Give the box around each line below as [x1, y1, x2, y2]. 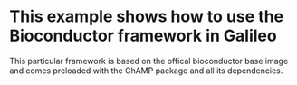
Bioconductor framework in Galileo [9, 25, 278, 46]
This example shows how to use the [9, 6, 283, 27]
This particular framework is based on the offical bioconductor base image [9, 55, 289, 66]
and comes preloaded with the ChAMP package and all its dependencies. [9, 65, 283, 76]
